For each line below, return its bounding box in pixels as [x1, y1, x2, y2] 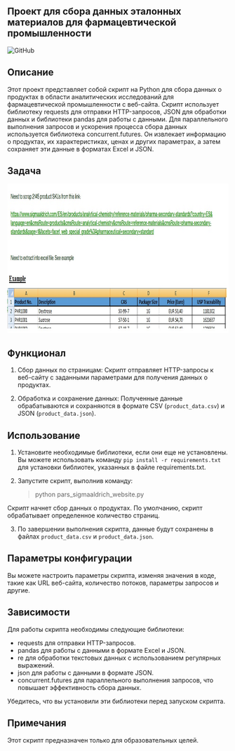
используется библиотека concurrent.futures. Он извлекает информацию [7, 130, 227, 138]
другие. [7, 586, 30, 595]
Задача [7, 165, 41, 177]
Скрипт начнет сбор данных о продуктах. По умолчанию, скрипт [7, 504, 203, 513]
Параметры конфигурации [7, 553, 133, 564]
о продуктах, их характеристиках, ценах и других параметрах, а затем [7, 137, 221, 146]
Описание [7, 67, 54, 79]
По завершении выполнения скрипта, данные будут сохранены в [17, 525, 214, 534]
